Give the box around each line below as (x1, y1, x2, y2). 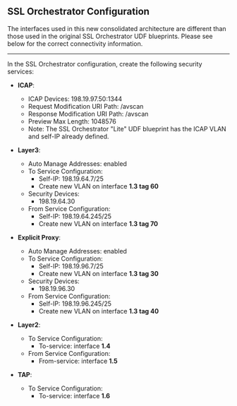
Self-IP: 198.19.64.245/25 (38, 212, 111, 220)
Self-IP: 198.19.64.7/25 (38, 174, 104, 183)
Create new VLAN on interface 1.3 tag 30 (38, 269, 159, 277)
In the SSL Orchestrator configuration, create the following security (7, 59, 202, 68)
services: (7, 67, 34, 76)
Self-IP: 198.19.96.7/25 (38, 261, 104, 270)
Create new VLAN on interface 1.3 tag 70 (38, 219, 159, 228)
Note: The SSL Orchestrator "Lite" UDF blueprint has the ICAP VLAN (28, 124, 227, 133)
